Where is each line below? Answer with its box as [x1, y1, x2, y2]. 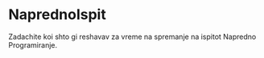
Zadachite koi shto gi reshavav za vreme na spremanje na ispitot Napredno [8, 32, 257, 41]
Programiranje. [8, 40, 58, 49]
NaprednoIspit [8, 6, 106, 24]
